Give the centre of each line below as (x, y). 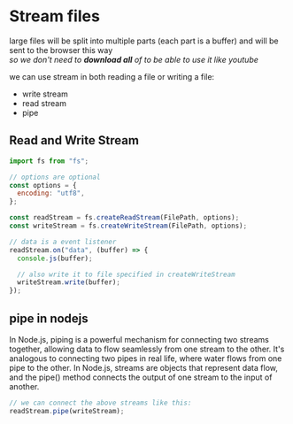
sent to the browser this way (61, 50)
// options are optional (55, 177)
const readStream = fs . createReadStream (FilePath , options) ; (124, 218)
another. (24, 386)
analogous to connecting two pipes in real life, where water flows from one (146, 358)
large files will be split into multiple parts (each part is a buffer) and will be (144, 41)
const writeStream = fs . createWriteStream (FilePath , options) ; (128, 226)
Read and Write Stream (74, 140)
